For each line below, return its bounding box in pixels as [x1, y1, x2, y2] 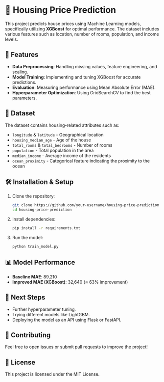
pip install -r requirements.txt [12, 226, 81, 231]
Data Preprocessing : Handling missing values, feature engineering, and [12, 63, 158, 69]
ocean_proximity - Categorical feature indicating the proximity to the [12, 158, 150, 164]
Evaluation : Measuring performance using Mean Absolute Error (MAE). [12, 84, 156, 90]
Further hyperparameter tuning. [12, 306, 76, 312]
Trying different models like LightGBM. [12, 311, 90, 317]
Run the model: [12, 235, 43, 240]
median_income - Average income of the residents [12, 152, 111, 159]
